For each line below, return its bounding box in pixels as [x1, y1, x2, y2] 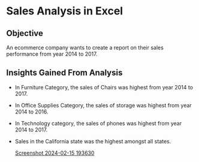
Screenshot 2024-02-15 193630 [14, 149, 95, 157]
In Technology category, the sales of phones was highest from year [14, 119, 182, 127]
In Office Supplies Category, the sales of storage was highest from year [14, 101, 192, 109]
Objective [6, 28, 44, 38]
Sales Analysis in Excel [6, 4, 123, 18]
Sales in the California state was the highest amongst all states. [14, 137, 171, 145]
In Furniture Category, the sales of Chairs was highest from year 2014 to [14, 83, 194, 91]
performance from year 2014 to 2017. [6, 50, 98, 58]
